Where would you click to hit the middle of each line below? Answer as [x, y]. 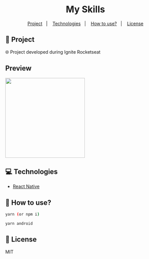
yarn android [19, 224]
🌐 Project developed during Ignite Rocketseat [53, 52]
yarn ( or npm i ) [22, 215]
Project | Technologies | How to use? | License [85, 23]
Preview [19, 68]
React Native [26, 186]
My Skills [85, 9]
